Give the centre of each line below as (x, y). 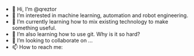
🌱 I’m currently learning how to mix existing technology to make (90, 22)
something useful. (34, 28)
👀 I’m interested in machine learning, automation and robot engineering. (100, 15)
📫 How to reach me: (37, 47)
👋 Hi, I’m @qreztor (34, 9)
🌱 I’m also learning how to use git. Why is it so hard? (76, 34)
